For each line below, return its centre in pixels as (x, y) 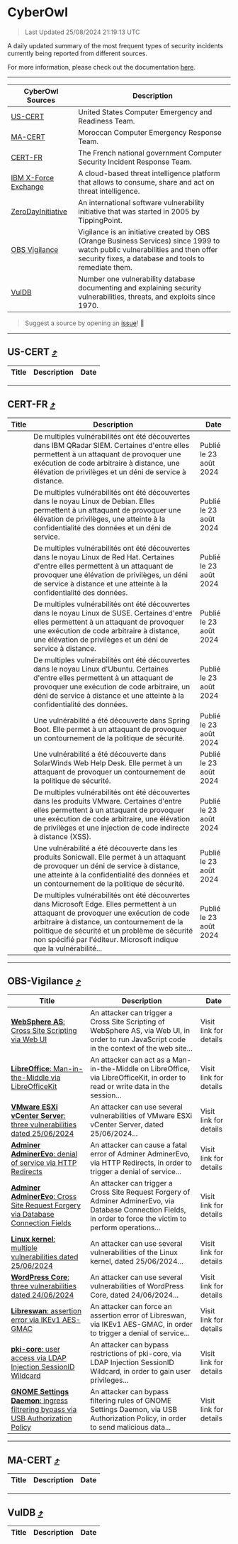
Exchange (28, 187)
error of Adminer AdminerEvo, (140, 1154)
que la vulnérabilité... (68, 948)
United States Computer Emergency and (145, 112)
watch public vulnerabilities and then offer (148, 249)
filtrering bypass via (44, 1410)
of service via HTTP (44, 1163)
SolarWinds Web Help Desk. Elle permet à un (108, 762)
